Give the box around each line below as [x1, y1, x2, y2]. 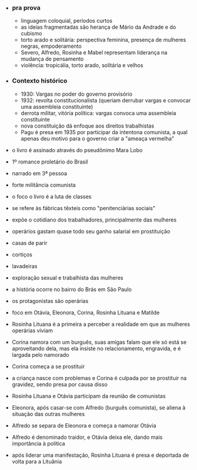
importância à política [11, 439, 66, 447]
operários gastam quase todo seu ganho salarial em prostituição [11, 228, 171, 235]
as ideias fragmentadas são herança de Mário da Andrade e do [20, 23, 176, 31]
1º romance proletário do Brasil [11, 158, 88, 165]
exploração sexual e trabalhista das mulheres [11, 274, 124, 281]
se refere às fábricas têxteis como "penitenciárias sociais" [11, 204, 156, 211]
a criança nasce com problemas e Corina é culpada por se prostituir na [11, 374, 187, 381]
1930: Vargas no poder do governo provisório [20, 90, 133, 98]
